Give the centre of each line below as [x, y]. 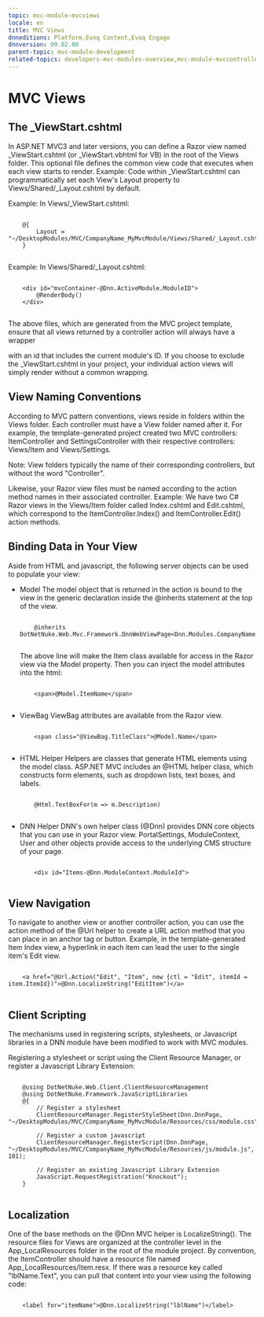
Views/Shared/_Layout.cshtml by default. [75, 188]
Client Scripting [47, 1015]
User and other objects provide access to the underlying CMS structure [135, 843]
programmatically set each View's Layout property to [94, 180]
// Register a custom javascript [91, 1136]
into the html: [41, 672]
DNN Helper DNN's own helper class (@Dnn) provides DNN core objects [137, 826]
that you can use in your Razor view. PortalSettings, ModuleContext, [130, 834]
